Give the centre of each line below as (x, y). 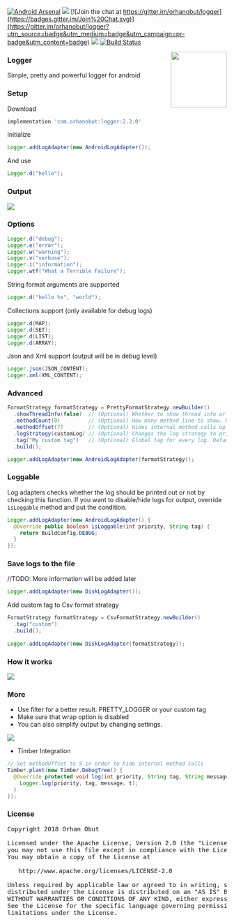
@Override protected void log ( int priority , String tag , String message (121, 777)
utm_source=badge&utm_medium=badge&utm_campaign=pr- (96, 34)
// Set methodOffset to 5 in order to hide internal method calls (106, 764)
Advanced (25, 393)
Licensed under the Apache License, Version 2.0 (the (101, 843)
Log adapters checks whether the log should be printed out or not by (106, 492)
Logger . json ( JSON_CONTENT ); (48, 369)
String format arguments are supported (63, 285)
